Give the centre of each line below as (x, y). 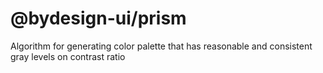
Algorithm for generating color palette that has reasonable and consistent (161, 46)
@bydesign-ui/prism (98, 18)
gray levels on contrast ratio (68, 56)
